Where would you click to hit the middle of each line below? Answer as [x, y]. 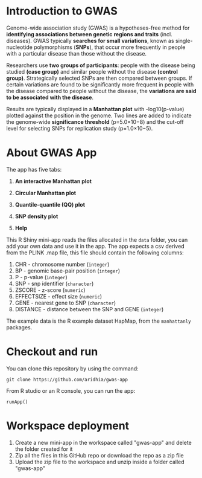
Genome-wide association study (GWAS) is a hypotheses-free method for [98, 28]
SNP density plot [36, 216]
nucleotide [20, 47]
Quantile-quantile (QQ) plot [50, 204]
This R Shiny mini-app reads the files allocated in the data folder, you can [97, 239]
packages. [19, 327]
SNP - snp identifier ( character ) [54, 283]
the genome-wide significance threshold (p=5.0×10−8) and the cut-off [95, 121]
